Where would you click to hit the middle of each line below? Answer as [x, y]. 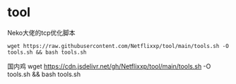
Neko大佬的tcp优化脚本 [41, 32]
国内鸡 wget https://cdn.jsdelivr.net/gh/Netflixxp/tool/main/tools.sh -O [109, 66]
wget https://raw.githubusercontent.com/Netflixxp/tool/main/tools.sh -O [118, 46]
